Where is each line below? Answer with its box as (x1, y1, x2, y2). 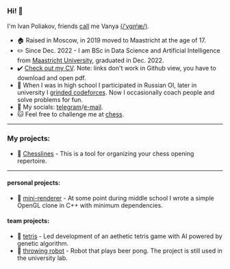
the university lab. (16, 254, 68, 262)
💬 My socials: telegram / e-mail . (16, 103, 103, 112)
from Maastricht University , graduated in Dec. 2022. (16, 56, 164, 64)
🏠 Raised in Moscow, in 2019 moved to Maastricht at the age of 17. (16, 36, 207, 44)
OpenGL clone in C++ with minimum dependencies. (16, 201, 163, 209)
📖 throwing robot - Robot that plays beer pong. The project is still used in (16, 246, 222, 255)
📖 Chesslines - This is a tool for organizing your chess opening (16, 149, 194, 157)
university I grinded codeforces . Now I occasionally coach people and (16, 88, 215, 97)
